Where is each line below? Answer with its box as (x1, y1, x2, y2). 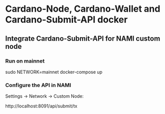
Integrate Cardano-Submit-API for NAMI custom (5, 34, 160, 43)
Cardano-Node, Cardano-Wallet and (5, 3, 160, 15)
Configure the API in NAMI (5, 81, 71, 89)
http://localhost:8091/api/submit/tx (5, 103, 77, 109)
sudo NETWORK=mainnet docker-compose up (5, 69, 103, 75)
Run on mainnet (5, 57, 45, 64)
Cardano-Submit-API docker (5, 14, 128, 25)
